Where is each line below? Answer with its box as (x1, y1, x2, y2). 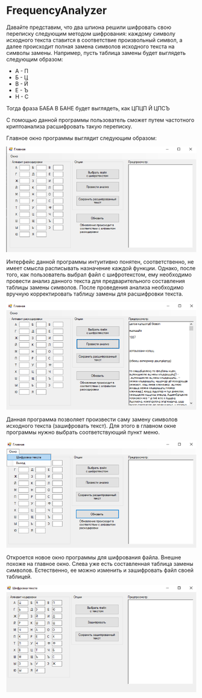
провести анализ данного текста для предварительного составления (6, 278, 185, 285)
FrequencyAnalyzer (6, 4, 107, 17)
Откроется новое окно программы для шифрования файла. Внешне (6, 553, 181, 561)
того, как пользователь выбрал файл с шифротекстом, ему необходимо (6, 271, 192, 278)
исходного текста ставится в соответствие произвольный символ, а (6, 36, 183, 43)
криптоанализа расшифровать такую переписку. (6, 122, 133, 130)
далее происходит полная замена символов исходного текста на (6, 43, 175, 50)
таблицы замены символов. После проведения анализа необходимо (6, 284, 184, 291)
